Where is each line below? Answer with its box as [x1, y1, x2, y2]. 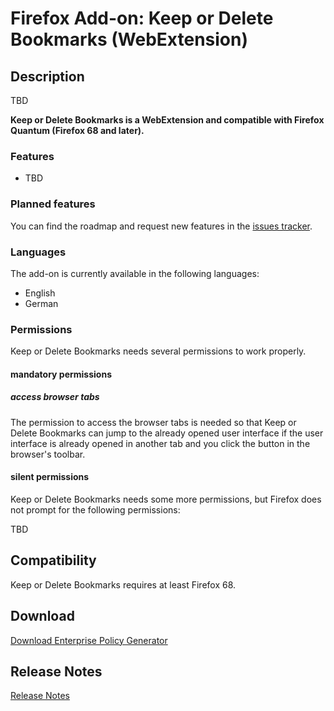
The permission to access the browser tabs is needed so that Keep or [10, 416, 297, 428]
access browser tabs [10, 391, 100, 403]
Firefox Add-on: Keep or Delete [10, 7, 274, 30]
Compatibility [10, 552, 97, 569]
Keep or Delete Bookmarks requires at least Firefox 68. [10, 578, 237, 591]
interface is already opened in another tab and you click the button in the [10, 437, 311, 449]
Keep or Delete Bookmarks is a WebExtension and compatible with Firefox [10, 114, 325, 126]
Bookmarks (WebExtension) [10, 28, 249, 51]
